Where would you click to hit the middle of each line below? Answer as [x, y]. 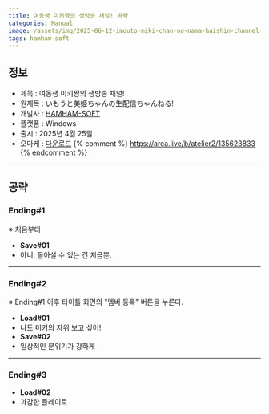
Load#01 [34, 319]
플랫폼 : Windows [48, 124]
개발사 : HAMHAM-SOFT [60, 114]
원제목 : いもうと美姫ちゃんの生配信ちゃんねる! [96, 103]
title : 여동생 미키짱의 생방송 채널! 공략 [68, 16]
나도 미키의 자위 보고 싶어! [60, 328]
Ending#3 [28, 375]
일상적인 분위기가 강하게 [58, 347]
